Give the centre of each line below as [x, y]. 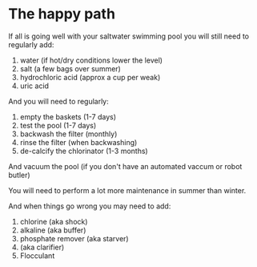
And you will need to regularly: [59, 101]
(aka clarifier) [42, 247]
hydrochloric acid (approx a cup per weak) [90, 77]
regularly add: [31, 44]
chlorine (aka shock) [54, 221]
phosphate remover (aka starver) [74, 238]
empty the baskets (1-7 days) [68, 116]
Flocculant [37, 255]
